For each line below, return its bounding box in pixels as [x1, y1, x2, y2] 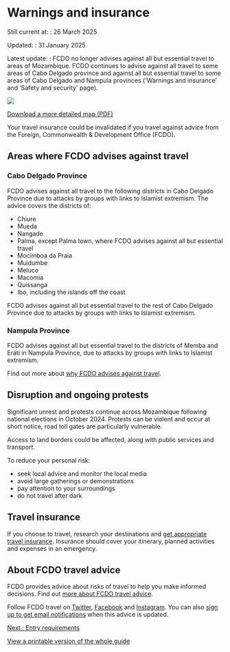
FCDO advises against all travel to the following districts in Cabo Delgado [7, 187, 214, 195]
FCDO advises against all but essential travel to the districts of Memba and [7, 341, 218, 349]
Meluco [16, 266, 39, 274]
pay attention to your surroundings [16, 484, 115, 492]
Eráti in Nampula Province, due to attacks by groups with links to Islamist [7, 348, 213, 357]
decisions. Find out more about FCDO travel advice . [7, 590, 153, 598]
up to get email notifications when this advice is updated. [7, 611, 169, 619]
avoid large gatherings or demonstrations [16, 476, 135, 485]
